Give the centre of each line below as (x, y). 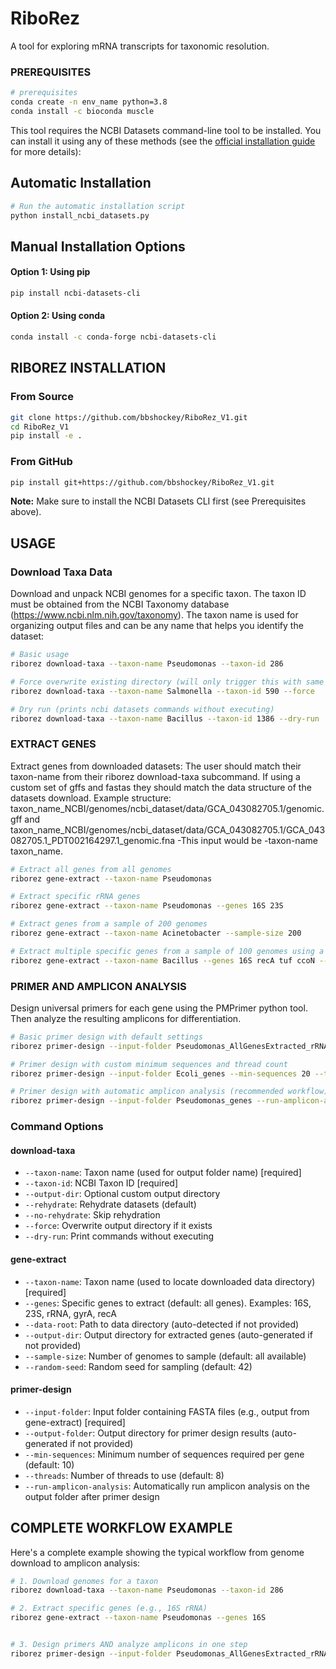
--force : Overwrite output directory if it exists (118, 1226)
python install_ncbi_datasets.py (80, 215)
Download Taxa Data (61, 572)
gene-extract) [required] (75, 1422)
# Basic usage (40, 655)
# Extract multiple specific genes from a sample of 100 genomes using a (167, 951)
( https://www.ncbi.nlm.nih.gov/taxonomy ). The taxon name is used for (154, 615)
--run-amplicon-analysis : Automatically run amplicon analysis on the (167, 1486)
